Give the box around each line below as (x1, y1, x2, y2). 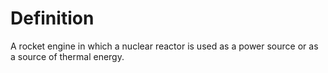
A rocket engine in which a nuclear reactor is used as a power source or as (10, 40, 319, 52)
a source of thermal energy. (10, 50, 125, 62)
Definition (10, 7, 95, 30)
